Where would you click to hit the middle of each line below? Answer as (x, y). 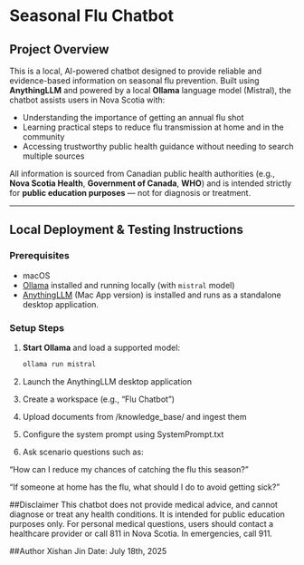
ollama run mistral (59, 364)
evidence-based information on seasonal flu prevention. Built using (134, 81)
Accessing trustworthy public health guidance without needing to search (158, 146)
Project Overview (59, 49)
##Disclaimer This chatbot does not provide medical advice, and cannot (144, 504)
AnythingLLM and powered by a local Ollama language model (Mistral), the (150, 90)
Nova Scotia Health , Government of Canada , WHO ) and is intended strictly (151, 183)
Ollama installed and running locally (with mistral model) (128, 285)
